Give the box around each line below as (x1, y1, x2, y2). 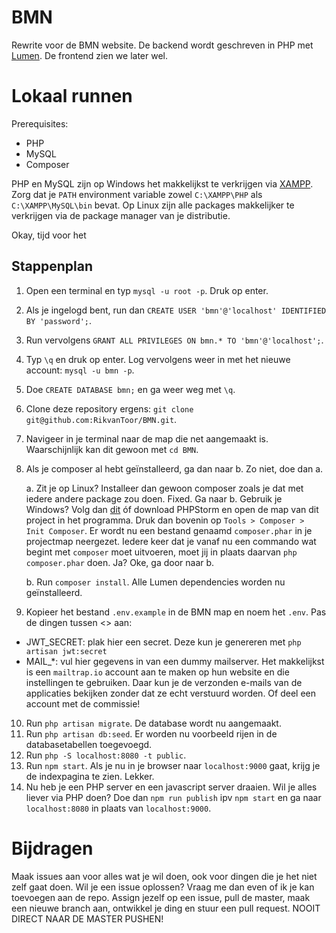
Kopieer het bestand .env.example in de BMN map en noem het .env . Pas (25, 606, 327, 618)
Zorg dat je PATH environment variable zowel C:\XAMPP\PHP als (11, 188, 263, 200)
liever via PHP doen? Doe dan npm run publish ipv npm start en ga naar (25, 791, 322, 803)
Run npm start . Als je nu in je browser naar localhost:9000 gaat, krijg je (25, 759, 321, 771)
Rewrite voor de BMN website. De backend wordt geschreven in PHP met (11, 39, 314, 51)
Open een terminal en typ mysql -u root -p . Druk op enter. (25, 284, 269, 296)
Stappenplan (11, 258, 93, 275)
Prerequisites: (11, 117, 69, 130)
